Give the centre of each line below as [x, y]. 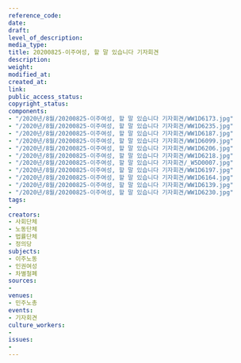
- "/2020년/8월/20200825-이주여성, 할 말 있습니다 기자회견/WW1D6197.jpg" [121, 170]
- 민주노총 [23, 303]
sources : [23, 281]
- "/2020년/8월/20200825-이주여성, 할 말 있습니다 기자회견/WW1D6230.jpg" [121, 192]
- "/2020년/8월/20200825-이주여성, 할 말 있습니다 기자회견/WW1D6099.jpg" [121, 141]
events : [21, 310]
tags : [17, 200]
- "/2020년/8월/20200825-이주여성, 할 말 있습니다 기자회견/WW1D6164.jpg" [121, 178]
